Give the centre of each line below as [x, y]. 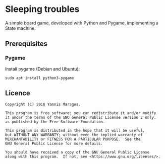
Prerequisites [26, 44]
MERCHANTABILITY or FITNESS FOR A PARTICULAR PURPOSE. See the [73, 139]
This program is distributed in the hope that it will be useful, [75, 131]
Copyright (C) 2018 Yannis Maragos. [43, 105]
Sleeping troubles [42, 9]
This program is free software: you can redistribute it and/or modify [81, 113]
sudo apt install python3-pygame [40, 78]
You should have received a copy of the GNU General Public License [77, 153]
